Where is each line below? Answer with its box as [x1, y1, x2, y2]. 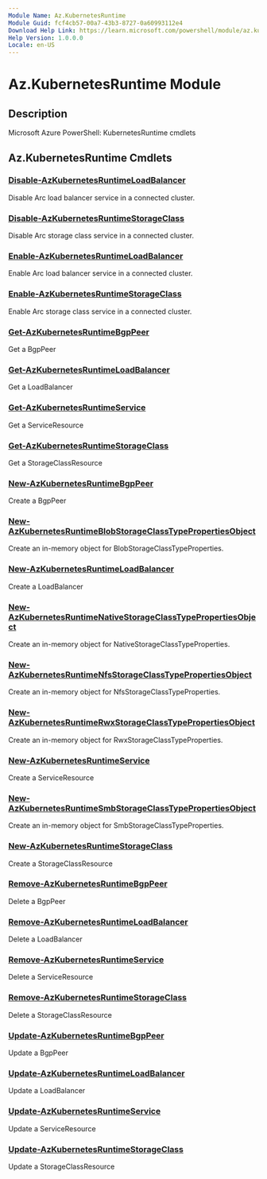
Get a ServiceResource [8, 420, 84, 430]
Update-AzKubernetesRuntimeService [8, 1106, 161, 1117]
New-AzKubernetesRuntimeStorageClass [8, 841, 173, 852]
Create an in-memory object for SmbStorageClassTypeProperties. [8, 821, 224, 830]
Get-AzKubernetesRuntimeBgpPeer [8, 327, 149, 338]
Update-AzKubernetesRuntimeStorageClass [8, 1143, 184, 1154]
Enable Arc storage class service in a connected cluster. [8, 307, 192, 316]
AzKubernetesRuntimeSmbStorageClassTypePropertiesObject [8, 802, 257, 814]
